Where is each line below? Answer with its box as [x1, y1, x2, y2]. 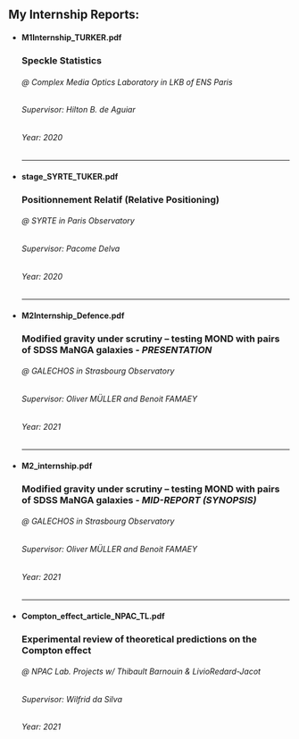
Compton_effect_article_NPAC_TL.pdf [21, 610, 166, 621]
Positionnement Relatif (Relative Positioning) [21, 193, 220, 206]
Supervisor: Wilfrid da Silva [21, 693, 122, 704]
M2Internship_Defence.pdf [21, 310, 125, 321]
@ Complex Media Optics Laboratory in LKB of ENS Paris [21, 76, 233, 88]
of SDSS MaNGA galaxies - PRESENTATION [21, 343, 212, 356]
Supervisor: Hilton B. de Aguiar [21, 105, 136, 115]
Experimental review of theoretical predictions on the [21, 633, 258, 645]
